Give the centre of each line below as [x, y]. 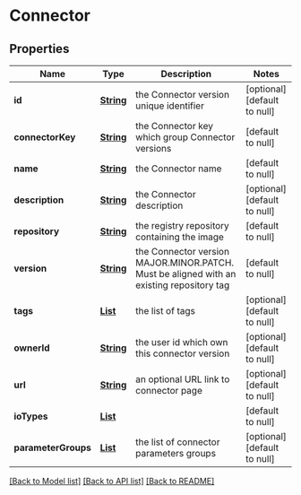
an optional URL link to [183, 379]
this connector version [183, 353]
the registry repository [183, 226]
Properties [39, 49]
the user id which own [182, 342]
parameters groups [176, 453]
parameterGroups [52, 447]
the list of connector [178, 442]
